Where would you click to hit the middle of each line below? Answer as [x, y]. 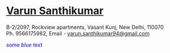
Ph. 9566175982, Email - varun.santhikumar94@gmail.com [78, 33]
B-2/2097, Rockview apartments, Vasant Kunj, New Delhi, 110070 [85, 27]
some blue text [24, 45]
